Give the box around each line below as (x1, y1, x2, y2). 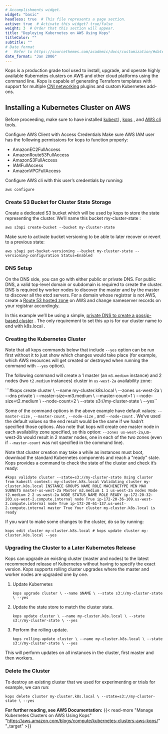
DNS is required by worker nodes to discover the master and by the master (5, 286, 159, 292)
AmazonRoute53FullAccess (12, 152, 69, 158)
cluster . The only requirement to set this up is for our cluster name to (19, 317, 162, 323)
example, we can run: (5, 684, 50, 690)
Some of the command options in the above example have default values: (5, 408, 156, 414)
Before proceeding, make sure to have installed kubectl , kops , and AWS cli (5, 116, 161, 122)
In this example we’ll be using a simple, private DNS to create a (5, 312, 135, 318)
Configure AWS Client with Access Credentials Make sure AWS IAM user (5, 131, 155, 137)
